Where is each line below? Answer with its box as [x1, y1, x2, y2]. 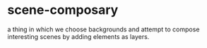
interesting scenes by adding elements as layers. [7, 32, 150, 40]
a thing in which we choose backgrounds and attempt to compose [7, 25, 200, 33]
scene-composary [7, 2, 119, 18]
